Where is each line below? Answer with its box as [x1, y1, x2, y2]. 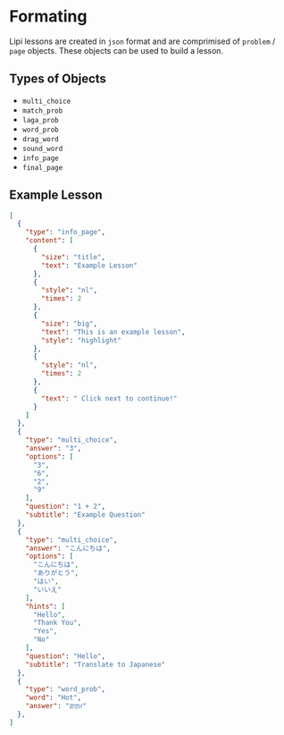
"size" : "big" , [41, 319, 98, 328]
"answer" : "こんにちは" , [25, 544, 112, 553]
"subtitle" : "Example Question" [25, 511, 146, 520]
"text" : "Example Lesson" [41, 261, 138, 270]
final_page [21, 163, 63, 172]
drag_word [21, 134, 60, 144]
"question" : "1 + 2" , [25, 503, 105, 511]
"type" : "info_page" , [25, 228, 105, 237]
